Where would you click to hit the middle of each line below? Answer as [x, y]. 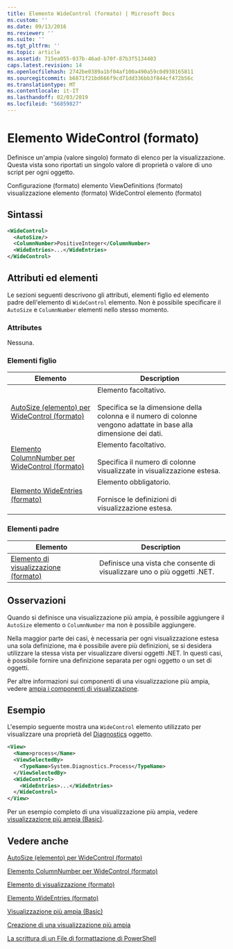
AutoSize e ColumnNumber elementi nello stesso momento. [88, 309]
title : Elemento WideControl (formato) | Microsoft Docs [91, 14]
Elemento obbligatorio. [134, 482]
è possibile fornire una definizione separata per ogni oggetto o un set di [110, 660]
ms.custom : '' [28, 20]
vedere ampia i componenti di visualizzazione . [73, 688]
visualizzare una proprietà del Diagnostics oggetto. [80, 734]
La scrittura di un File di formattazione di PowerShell [82, 939]
